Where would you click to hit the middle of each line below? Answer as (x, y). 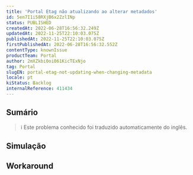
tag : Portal (21, 67)
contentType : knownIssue (37, 50)
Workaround (30, 166)
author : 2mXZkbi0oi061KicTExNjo (46, 61)
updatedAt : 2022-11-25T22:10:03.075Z (53, 34)
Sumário (22, 113)
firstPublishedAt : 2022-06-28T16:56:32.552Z (62, 45)
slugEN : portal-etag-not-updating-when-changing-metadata (79, 72)
